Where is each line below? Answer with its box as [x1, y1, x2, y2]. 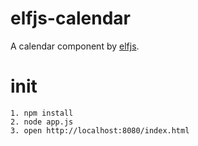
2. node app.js [10, 117, 74, 127]
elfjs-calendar [10, 7, 131, 30]
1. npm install [10, 108, 74, 118]
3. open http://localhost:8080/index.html [10, 125, 190, 136]
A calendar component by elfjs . [10, 40, 140, 52]
